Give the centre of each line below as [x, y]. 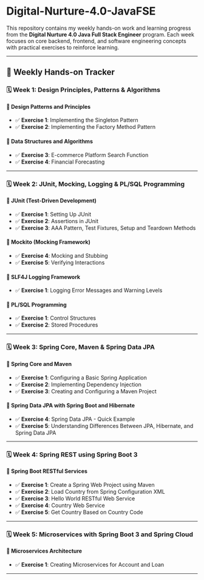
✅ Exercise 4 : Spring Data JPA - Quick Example [75, 419]
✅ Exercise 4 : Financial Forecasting [60, 162]
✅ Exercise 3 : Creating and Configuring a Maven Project [86, 391]
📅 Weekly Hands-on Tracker [61, 72]
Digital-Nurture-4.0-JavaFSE [81, 11]
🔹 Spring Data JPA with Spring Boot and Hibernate [71, 406]
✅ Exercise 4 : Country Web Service [60, 505]
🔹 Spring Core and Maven [39, 364]
